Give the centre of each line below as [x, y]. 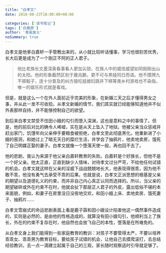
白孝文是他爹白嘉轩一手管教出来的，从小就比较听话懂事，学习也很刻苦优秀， [83, 52]
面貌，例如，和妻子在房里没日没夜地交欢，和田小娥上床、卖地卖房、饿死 [83, 193]
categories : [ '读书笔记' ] [30, 23]
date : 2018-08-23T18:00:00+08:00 [40, 14]
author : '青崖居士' [24, 33]
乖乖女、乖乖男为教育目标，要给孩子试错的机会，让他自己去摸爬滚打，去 [79, 239]
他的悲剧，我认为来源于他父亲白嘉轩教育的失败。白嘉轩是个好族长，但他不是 [83, 156]
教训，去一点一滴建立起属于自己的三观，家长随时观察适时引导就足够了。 [87, 245]
